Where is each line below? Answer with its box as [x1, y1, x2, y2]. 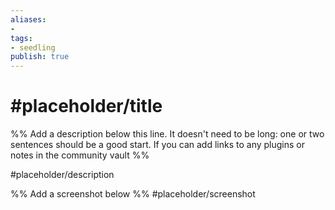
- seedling [10, 42, 56, 53]
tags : [10, 33, 33, 43]
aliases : [10, 14, 47, 25]
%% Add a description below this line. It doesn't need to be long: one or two [10, 128, 325, 140]
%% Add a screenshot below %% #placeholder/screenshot [10, 188, 256, 200]
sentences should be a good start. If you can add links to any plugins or [10, 139, 306, 151]
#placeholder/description [10, 169, 115, 181]
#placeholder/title [10, 95, 163, 118]
